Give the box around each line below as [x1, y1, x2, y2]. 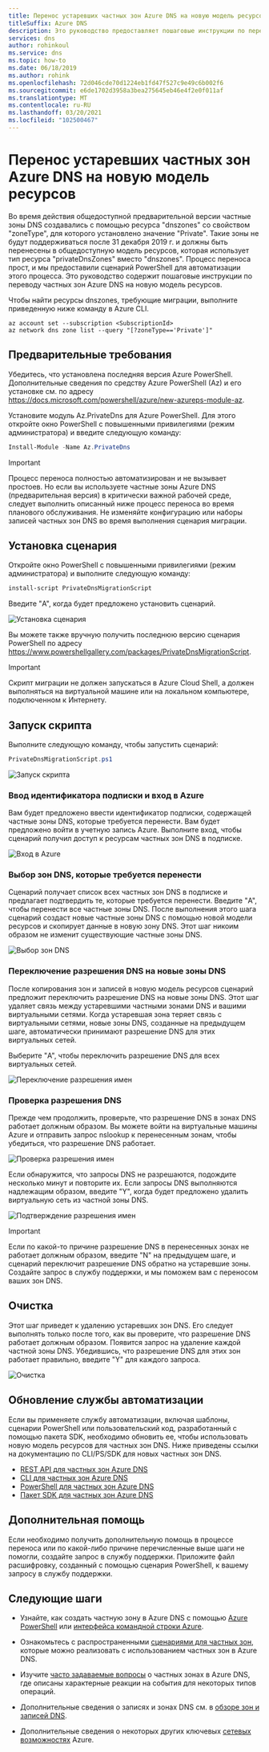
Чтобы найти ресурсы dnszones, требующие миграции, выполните [8, 295, 238, 305]
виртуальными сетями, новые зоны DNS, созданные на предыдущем [8, 1018, 246, 1027]
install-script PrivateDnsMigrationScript [8, 584, 152, 592]
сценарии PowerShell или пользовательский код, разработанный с [8, 1423, 238, 1433]
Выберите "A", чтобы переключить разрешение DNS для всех [8, 1051, 220, 1060]
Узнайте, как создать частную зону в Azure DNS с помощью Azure [19, 1613, 248, 1623]
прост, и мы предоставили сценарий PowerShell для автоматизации [8, 262, 242, 272]
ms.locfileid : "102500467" [8, 116, 98, 124]
